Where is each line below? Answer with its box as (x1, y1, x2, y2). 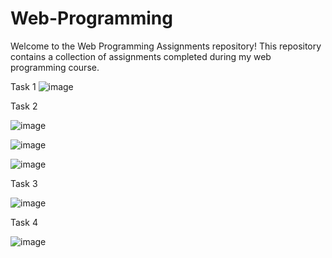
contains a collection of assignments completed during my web (10, 50, 272, 62)
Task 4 (10, 216, 38, 228)
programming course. (10, 61, 100, 73)
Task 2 (10, 100, 38, 112)
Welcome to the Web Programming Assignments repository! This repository (10, 40, 322, 52)
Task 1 (10, 80, 37, 92)
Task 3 (10, 177, 38, 189)
